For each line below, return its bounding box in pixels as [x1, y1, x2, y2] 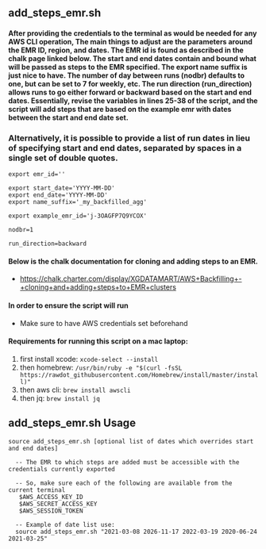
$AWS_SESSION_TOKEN [18, 507, 83, 515]
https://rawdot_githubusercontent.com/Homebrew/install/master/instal [19, 370, 259, 379]
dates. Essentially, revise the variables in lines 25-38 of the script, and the [8, 95, 258, 106]
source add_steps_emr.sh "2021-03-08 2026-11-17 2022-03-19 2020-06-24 [15, 528, 258, 536]
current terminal [8, 486, 66, 494]
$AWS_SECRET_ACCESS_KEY [18, 500, 98, 508]
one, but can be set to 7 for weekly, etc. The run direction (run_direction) [8, 79, 253, 88]
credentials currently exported [8, 465, 115, 473]
